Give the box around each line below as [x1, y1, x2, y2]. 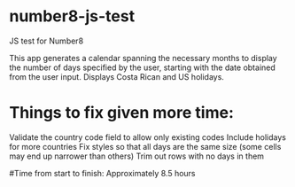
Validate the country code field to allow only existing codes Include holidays [9, 131, 286, 143]
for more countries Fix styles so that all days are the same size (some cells [9, 141, 282, 152]
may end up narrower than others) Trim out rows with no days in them [9, 151, 264, 161]
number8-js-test [9, 6, 136, 27]
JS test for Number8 [9, 35, 84, 46]
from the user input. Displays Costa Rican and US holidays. [9, 71, 224, 82]
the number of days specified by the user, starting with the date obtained [9, 62, 276, 73]
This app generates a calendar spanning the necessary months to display [9, 52, 277, 63]
